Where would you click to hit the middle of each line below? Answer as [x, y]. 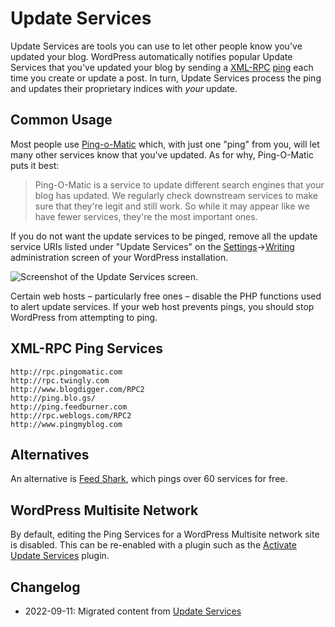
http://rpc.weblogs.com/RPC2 [71, 415]
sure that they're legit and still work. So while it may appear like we [172, 206]
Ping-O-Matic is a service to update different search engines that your [179, 184]
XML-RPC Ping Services [86, 348]
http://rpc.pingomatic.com [66, 372]
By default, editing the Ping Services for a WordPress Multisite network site [165, 534]
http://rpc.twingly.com [60, 380]
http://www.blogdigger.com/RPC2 [77, 389]
